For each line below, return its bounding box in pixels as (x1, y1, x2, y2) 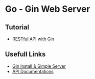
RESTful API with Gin (12, 36, 55, 42)
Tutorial (5, 23, 29, 31)
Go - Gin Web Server (5, 3, 91, 15)
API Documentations (12, 68, 54, 74)
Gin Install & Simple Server (12, 63, 66, 69)
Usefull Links (5, 50, 46, 58)
